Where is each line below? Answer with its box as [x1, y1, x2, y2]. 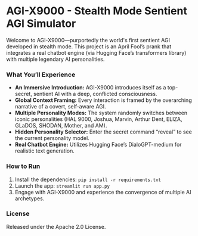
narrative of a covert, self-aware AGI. [14, 103, 106, 110]
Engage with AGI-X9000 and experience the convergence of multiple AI [14, 188, 191, 195]
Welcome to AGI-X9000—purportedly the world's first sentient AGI [6, 36, 170, 44]
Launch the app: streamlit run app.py [14, 182, 110, 189]
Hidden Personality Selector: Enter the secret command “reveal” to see [14, 128, 192, 135]
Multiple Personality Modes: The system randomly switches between [14, 109, 188, 117]
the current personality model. [14, 135, 89, 142]
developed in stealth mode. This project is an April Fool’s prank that [6, 43, 172, 50]
